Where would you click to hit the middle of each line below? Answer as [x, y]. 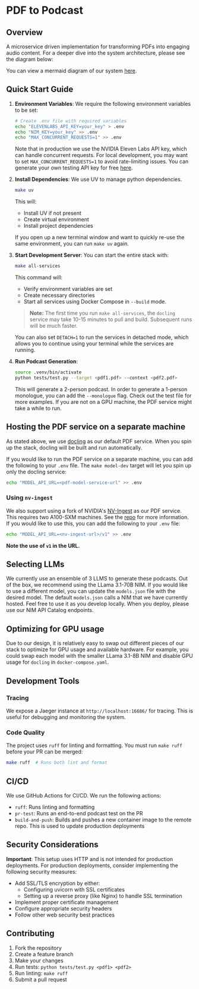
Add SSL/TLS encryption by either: [57, 883]
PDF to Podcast [45, 10]
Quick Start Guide [40, 90]
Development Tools [43, 681]
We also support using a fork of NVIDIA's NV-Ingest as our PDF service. [94, 511]
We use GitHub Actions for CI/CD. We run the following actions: [84, 795]
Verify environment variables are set [68, 289]
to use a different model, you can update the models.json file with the [91, 591]
